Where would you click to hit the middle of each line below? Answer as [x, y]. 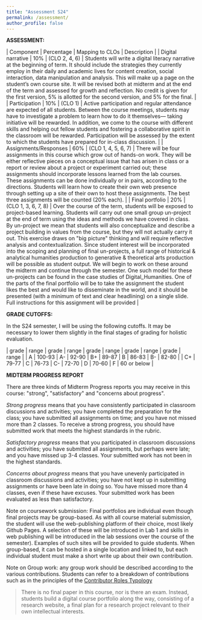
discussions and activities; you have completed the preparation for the [94, 411]
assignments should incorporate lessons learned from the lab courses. [94, 174]
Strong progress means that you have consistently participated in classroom [101, 405]
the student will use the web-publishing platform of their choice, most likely [100, 524]
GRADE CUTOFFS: [30, 315]
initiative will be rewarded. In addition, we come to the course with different [99, 123]
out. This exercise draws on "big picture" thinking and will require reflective [100, 238]
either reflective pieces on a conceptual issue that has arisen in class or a [97, 162]
